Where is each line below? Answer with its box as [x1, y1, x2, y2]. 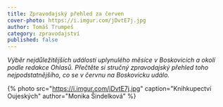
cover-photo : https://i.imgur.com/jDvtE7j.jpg [7, 17, 146, 24]
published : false [7, 37, 58, 44]
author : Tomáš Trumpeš [7, 23, 74, 30]
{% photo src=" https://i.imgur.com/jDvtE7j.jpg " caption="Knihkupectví [7, 84, 212, 93]
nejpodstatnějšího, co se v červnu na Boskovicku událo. [7, 71, 170, 80]
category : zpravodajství [7, 30, 80, 37]
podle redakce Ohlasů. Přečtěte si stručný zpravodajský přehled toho [7, 63, 209, 72]
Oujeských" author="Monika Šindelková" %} [7, 92, 136, 101]
